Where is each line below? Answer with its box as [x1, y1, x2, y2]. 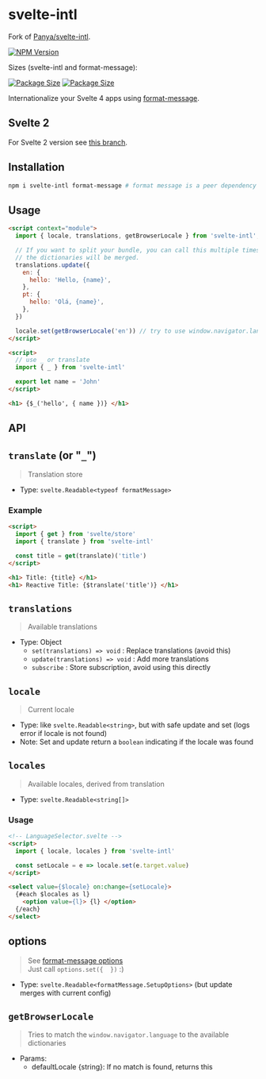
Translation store [27, 469, 83, 479]
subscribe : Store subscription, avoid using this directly [31, 663, 211, 672]
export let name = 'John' [15, 378, 101, 386]
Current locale [27, 705, 75, 714]
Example [8, 504, 43, 515]
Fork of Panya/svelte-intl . [8, 32, 91, 41]
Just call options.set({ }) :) [27, 964, 124, 973]
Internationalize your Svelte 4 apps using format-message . [8, 93, 200, 102]
